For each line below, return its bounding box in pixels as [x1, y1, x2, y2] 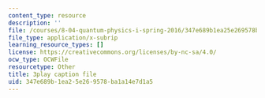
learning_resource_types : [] [8, 41, 104, 49]
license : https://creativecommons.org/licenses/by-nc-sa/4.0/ [8, 48, 217, 56]
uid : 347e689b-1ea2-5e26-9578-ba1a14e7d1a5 [8, 77, 154, 85]
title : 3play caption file [8, 70, 97, 78]
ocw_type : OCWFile [8, 56, 69, 64]
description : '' [8, 19, 62, 27]
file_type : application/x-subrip [8, 33, 118, 42]
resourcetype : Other [8, 63, 77, 71]
